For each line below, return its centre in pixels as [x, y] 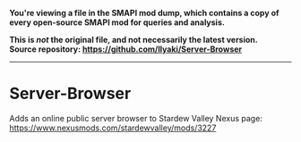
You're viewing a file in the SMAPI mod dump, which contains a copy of [144, 13]
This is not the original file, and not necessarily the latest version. [133, 40]
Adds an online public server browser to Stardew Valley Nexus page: [136, 118]
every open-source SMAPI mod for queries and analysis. [117, 22]
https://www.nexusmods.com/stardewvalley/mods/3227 [113, 128]
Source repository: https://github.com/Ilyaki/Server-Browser [126, 49]
